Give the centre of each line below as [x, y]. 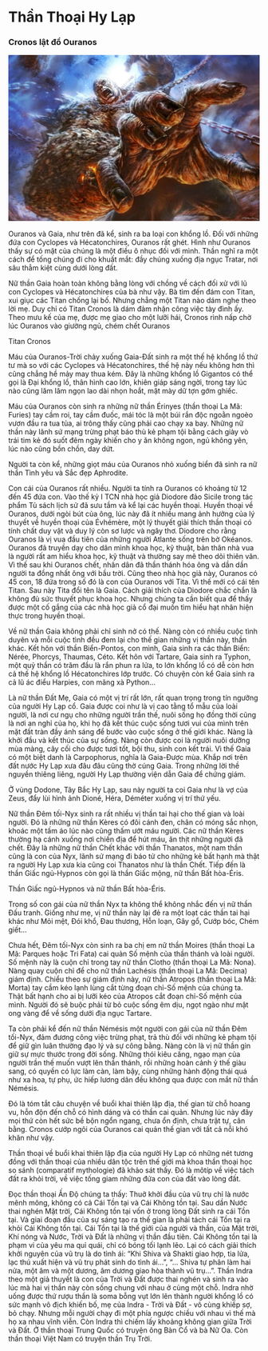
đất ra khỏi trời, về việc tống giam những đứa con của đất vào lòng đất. [125, 1179]
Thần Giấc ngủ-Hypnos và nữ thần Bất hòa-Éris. [87, 889]
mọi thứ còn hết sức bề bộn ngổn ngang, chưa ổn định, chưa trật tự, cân [127, 1121]
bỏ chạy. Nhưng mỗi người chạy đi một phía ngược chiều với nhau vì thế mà [132, 1313]
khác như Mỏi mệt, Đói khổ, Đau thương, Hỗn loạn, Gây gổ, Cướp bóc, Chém [134, 921]
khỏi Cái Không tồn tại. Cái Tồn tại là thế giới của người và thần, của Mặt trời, [134, 1229]
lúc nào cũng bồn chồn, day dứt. [62, 449]
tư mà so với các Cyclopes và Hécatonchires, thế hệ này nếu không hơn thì [132, 366]
